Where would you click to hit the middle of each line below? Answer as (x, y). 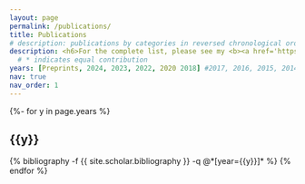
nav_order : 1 (34, 85)
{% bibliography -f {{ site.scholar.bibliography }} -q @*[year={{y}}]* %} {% (150, 161)
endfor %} (29, 171)
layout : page (34, 18)
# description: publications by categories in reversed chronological (146, 43)
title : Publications (49, 34)
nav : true (28, 77)
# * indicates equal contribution (83, 60)
